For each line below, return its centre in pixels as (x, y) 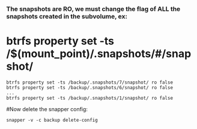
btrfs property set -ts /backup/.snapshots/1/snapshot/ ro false (89, 98)
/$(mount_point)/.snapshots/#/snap (99, 54)
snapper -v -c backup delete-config (52, 120)
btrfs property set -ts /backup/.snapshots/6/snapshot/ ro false (89, 87)
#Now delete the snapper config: (47, 109)
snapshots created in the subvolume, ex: (67, 16)
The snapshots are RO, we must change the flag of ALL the (93, 9)
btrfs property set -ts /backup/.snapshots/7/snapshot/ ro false (89, 82)
